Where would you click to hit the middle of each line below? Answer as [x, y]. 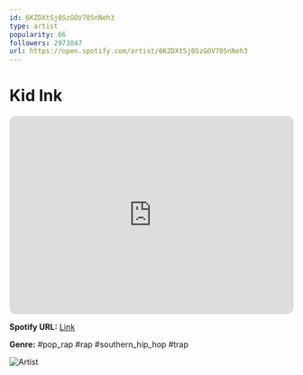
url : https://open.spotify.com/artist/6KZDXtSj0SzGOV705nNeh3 [129, 51]
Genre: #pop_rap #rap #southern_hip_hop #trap [99, 344]
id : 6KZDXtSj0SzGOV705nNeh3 [62, 18]
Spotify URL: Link [42, 327]
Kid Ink [36, 96]
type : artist [34, 26]
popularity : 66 [38, 34]
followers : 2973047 [46, 43]
